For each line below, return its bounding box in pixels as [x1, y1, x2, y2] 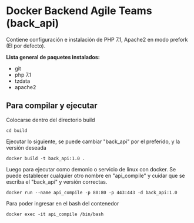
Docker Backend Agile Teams [6, 4, 152, 18]
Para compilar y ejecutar [6, 101, 98, 111]
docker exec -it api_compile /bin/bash [6, 211, 104, 217]
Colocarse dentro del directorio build [6, 116, 95, 123]
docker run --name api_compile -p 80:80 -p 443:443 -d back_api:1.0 [6, 190, 178, 195]
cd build [6, 127, 28, 133]
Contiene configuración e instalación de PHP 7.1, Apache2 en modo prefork [6, 36, 188, 43]
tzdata [14, 77, 31, 85]
